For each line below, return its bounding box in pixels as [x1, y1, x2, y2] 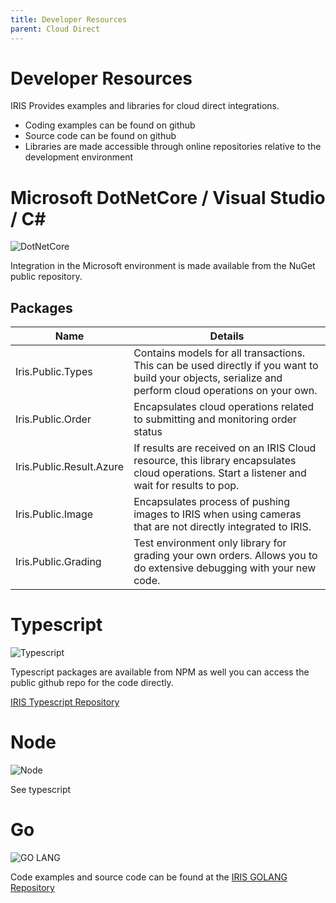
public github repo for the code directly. [10, 677, 174, 689]
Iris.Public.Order [15, 412, 92, 426]
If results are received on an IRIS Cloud [133, 441, 317, 455]
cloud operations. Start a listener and [133, 466, 307, 480]
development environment [24, 151, 134, 163]
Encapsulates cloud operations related [133, 400, 315, 414]
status [133, 425, 163, 439]
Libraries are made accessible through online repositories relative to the [24, 141, 322, 153]
